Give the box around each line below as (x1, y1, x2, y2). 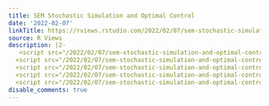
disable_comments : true (8, 85, 88, 94)
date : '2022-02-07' (8, 19, 74, 27)
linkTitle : (8, 26, 45, 34)
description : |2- (8, 41, 66, 49)
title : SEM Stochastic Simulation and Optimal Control (8, 11, 195, 20)
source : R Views (8, 33, 62, 42)
